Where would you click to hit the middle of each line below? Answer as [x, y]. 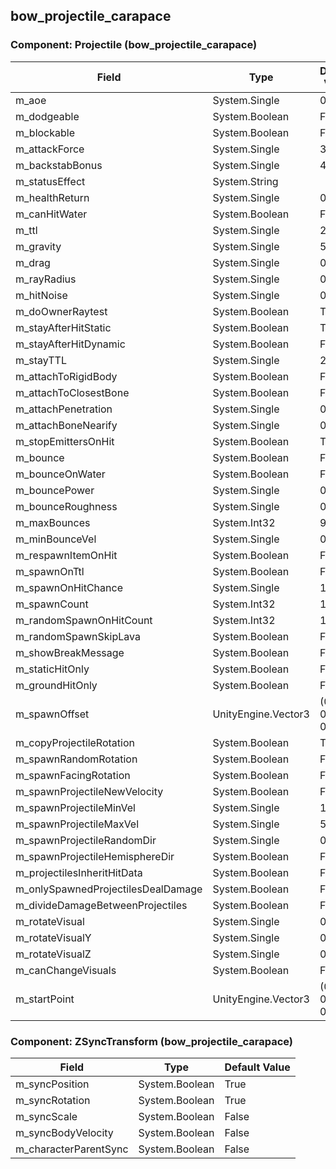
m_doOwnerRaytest [61, 311]
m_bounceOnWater [60, 474]
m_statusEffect [50, 181]
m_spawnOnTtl [50, 571]
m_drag [33, 262]
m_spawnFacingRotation [73, 775]
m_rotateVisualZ [53, 954]
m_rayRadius [46, 279]
